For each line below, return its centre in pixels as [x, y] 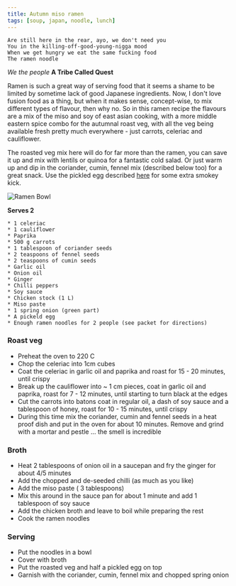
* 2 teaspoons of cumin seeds [52, 260]
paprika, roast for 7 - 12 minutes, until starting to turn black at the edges [123, 394]
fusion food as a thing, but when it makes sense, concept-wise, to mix [110, 101]
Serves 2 [21, 210]
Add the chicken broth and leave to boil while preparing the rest [111, 511]
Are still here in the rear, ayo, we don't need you [87, 40]
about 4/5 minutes [44, 473]
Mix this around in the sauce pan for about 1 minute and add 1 [107, 496]
